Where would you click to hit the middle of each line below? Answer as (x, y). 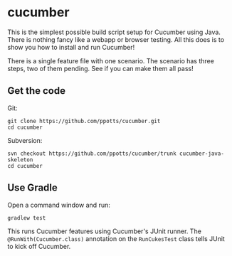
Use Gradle (33, 188)
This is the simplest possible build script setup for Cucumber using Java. (114, 32)
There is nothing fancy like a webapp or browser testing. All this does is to (116, 39)
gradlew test (27, 218)
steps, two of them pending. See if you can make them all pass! (100, 68)
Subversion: (25, 140)
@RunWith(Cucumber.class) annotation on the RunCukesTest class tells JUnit (116, 238)
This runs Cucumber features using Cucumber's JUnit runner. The (104, 231)
